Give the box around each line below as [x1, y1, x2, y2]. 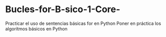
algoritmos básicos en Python [5, 25, 68, 31]
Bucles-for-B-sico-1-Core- [5, 4, 120, 15]
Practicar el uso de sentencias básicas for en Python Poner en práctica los [5, 20, 161, 26]
